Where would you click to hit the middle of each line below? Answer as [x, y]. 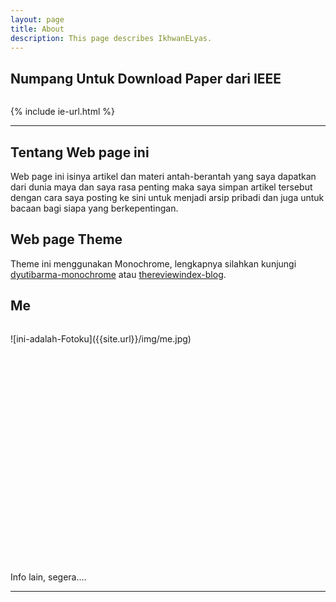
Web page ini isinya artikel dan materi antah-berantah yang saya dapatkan [163, 176]
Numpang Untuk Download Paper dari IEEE [146, 78]
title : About [37, 29]
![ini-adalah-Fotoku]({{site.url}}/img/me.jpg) [101, 338]
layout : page [37, 19]
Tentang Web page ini [80, 152]
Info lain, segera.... [48, 577]
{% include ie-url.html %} [63, 112]
